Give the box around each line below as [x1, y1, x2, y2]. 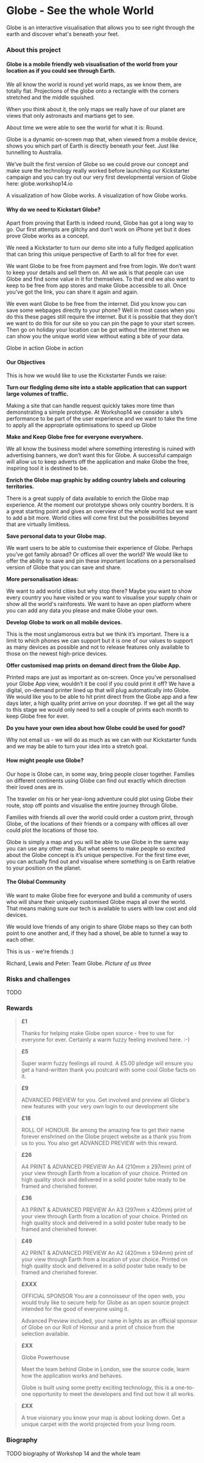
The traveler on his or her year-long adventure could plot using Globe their [6, 795, 194, 803]
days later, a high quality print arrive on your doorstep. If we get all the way [6, 699, 195, 707]
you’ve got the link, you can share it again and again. [6, 288, 139, 296]
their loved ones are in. [6, 783, 64, 790]
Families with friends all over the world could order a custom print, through [6, 813, 194, 821]
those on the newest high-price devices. [6, 650, 108, 657]
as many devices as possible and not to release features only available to [6, 643, 190, 651]
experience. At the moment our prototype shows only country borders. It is [6, 501, 194, 508]
